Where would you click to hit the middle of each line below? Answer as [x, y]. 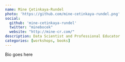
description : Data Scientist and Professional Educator [62, 37]
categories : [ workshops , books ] [38, 41]
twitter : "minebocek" [31, 27]
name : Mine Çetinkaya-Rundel [34, 9]
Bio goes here [19, 54]
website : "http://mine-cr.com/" [42, 32]
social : [13, 18]
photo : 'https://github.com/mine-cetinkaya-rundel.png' [62, 14]
